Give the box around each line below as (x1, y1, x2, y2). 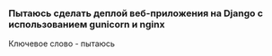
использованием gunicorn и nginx (8, 18, 165, 30)
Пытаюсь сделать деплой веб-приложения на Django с (8, 7, 264, 20)
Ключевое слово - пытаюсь (8, 38, 116, 49)
